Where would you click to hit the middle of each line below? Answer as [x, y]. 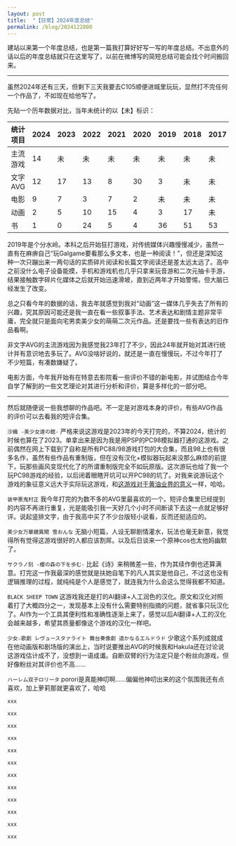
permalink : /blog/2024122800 [50, 27]
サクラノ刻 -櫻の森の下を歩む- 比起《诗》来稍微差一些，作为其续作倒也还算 [111, 564]
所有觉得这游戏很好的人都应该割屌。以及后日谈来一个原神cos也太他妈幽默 [120, 540]
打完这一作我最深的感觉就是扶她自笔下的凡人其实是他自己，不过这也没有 [124, 573]
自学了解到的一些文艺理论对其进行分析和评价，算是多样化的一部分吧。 [109, 386]
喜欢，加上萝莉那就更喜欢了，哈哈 [57, 688]
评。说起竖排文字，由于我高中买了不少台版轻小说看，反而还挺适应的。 [109, 517]
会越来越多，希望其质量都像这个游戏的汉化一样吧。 [81, 623]
